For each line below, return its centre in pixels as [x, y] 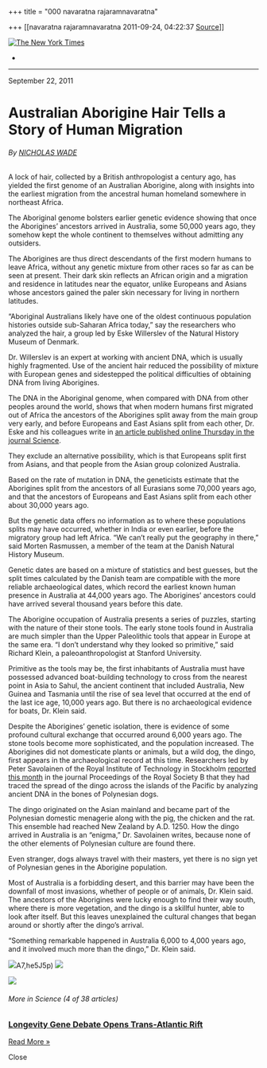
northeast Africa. [36, 202]
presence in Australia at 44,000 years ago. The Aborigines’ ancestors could [132, 595]
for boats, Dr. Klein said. [48, 711]
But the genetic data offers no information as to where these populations [127, 520]
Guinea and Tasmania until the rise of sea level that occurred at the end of [130, 694]
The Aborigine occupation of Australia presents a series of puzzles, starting [132, 619]
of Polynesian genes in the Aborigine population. [88, 867]
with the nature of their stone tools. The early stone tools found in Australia [131, 628]
